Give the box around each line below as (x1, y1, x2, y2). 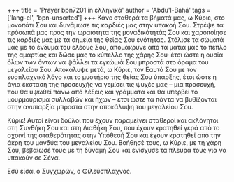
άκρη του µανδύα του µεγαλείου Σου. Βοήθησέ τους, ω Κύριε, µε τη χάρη (7, 139, 222, 146)
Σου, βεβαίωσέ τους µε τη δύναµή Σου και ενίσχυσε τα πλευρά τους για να (7, 146, 227, 154)
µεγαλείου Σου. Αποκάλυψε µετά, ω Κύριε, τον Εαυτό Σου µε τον (7, 66, 197, 73)
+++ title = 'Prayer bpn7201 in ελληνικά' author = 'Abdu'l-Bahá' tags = (7, 6, 211, 14)
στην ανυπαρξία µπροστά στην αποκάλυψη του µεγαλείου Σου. (7, 103, 193, 111)
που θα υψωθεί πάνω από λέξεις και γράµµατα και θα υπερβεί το (7, 87, 198, 96)
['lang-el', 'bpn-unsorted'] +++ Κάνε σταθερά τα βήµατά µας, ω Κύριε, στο (7, 13, 225, 22)
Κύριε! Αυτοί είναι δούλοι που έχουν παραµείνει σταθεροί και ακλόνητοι (7, 116, 219, 125)
